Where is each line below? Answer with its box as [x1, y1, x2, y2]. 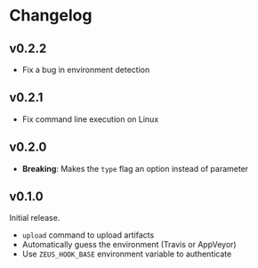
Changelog [9, 5, 93, 26]
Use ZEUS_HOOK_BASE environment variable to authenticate [21, 248, 232, 259]
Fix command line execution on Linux [21, 113, 159, 125]
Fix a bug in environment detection [21, 64, 150, 75]
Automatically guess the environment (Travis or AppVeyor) [21, 240, 238, 250]
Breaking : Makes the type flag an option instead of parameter [21, 163, 249, 174]
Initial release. [9, 213, 60, 223]
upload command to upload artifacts [21, 230, 155, 240]
